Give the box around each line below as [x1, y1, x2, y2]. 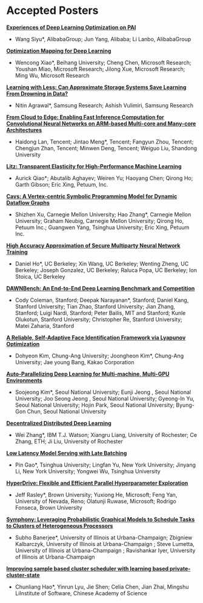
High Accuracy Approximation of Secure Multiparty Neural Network [6, 242, 181, 249]
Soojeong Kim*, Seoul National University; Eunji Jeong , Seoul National [15, 388, 191, 396]
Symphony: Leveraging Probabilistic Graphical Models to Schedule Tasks [6, 516, 195, 523]
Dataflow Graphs [6, 199, 50, 206]
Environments [6, 376, 42, 384]
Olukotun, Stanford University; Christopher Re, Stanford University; [15, 316, 183, 323]
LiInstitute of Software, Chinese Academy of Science [15, 589, 147, 597]
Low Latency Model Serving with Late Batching [6, 449, 127, 456]
